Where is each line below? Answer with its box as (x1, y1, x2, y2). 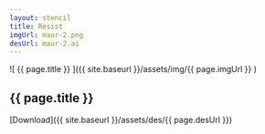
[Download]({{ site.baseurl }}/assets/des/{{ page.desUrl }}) (9, 115, 233, 126)
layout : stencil (9, 13, 71, 23)
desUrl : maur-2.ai (9, 38, 79, 48)
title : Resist (9, 22, 64, 31)
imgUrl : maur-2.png (9, 30, 84, 39)
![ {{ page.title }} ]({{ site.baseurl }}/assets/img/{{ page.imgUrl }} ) (9, 64, 258, 75)
